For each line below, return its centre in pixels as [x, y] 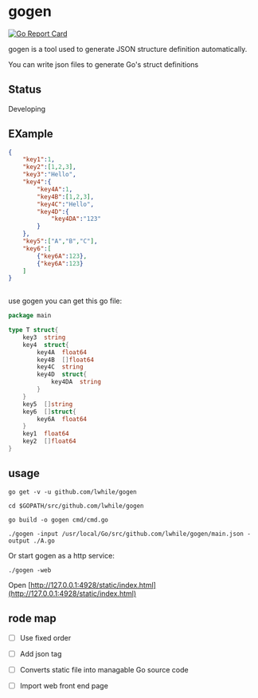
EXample [31, 134]
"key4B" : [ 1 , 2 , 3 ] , [65, 197]
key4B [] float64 [65, 360]
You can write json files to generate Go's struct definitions [104, 64]
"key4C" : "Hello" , [65, 204]
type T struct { [33, 330]
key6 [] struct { [50, 412]
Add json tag [41, 653]
